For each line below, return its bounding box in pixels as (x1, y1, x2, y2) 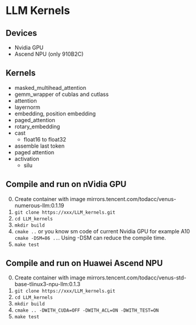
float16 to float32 (23, 135, 66, 143)
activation (14, 155, 39, 162)
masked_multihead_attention (14, 84, 86, 91)
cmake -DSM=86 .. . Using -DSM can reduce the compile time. (14, 234, 166, 241)
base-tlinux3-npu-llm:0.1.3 (14, 281, 81, 288)
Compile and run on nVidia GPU (5, 179, 127, 190)
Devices (5, 28, 38, 38)
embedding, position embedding (14, 110, 96, 117)
